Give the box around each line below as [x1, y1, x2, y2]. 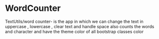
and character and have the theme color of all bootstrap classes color [5, 29, 144, 34]
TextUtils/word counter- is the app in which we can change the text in [5, 19, 144, 24]
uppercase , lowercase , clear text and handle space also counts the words [5, 23, 155, 29]
